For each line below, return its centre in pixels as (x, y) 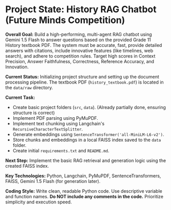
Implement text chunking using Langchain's (58, 123)
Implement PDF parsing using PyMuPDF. (55, 118)
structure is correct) (34, 113)
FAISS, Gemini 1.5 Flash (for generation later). (53, 181)
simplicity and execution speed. (39, 202)
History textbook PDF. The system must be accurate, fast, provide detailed (84, 45)
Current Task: (20, 97)
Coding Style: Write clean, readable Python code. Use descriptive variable (84, 191)
